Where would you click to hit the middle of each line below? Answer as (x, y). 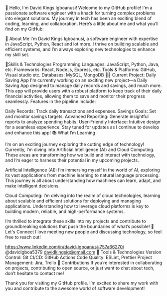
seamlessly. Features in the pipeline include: (51, 101)
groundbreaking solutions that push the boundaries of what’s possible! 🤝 (80, 226)
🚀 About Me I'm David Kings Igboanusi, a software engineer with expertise (82, 38)
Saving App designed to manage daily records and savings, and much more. (83, 85)
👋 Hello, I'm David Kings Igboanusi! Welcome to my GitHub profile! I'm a (79, 8)
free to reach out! (23, 237)
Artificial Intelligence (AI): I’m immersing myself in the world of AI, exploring (83, 170)
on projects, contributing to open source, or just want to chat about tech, (80, 268)
